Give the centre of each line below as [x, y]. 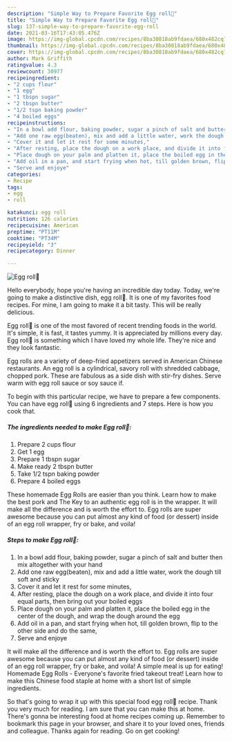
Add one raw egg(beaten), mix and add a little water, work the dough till [119, 572]
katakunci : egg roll [37, 213]
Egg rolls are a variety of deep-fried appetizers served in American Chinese [115, 361]
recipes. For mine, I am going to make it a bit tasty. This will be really [104, 305]
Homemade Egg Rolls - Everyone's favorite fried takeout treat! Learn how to [115, 674]
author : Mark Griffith [40, 59]
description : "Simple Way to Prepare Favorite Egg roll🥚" [92, 13]
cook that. [21, 411]
